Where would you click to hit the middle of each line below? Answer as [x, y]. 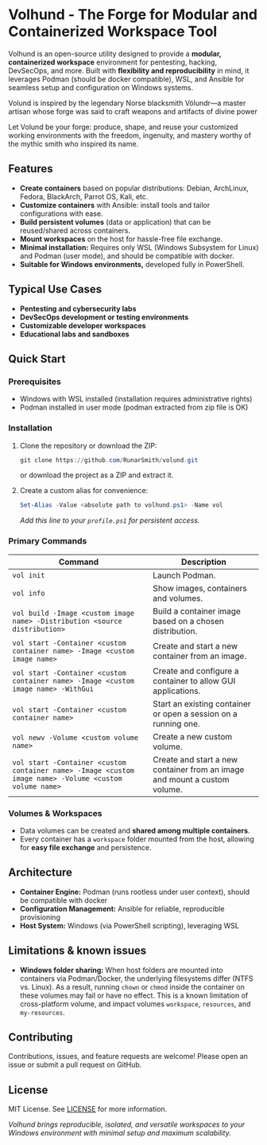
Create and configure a [196, 671]
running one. [176, 723]
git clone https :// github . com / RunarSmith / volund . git [109, 460]
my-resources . [42, 1012]
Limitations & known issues [77, 951]
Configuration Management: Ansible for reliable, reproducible [122, 908]
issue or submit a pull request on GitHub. [75, 1065]
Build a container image [197, 611]
